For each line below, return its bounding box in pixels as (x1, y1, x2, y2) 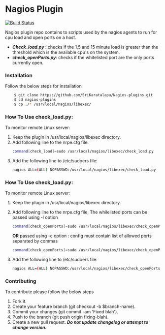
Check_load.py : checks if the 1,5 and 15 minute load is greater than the (12, 44, 159, 50)
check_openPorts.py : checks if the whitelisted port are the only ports (12, 54, 154, 60)
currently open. (12, 60, 44, 65)
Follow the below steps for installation (5, 83, 82, 89)
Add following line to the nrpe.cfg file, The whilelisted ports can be (12, 209, 148, 215)
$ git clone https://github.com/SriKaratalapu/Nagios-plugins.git (14, 92, 153, 98)
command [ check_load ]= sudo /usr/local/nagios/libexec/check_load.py (12, 149, 154, 154)
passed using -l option (12, 214, 58, 220)
